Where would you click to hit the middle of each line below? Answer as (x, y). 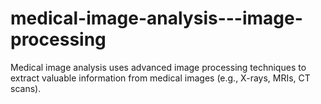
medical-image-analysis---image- (156, 18)
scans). (26, 88)
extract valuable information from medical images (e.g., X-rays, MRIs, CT (160, 78)
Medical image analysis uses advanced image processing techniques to (158, 67)
